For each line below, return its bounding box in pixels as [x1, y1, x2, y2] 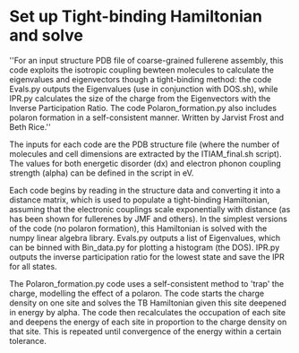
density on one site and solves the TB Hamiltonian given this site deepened [9, 297, 286, 308]
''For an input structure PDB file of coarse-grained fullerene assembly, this [9, 55, 284, 65]
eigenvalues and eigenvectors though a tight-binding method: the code [9, 73, 272, 84]
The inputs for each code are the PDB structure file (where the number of [9, 139, 280, 150]
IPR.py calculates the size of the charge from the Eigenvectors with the [9, 92, 271, 104]
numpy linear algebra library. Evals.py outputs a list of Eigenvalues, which [9, 232, 280, 243]
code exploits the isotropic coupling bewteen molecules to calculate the [9, 65, 275, 75]
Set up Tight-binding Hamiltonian [9, 6, 262, 27]
